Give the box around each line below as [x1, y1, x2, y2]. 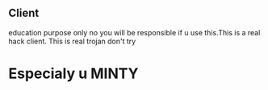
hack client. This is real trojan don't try [8, 36, 136, 46]
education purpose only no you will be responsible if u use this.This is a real [8, 27, 261, 37]
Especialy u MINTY [8, 64, 139, 83]
